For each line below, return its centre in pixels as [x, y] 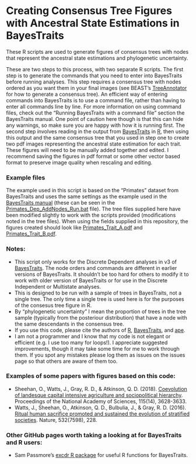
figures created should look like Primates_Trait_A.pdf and [74, 228]
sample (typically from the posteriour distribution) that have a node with [101, 317]
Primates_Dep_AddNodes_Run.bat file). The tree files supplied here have [93, 209]
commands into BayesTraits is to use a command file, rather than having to [96, 100]
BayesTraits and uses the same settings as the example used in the [87, 196]
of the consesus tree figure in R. [53, 305]
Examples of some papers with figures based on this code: [91, 376]
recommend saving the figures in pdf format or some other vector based [93, 156]
